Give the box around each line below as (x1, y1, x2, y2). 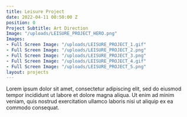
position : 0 (6, 19, 35, 25)
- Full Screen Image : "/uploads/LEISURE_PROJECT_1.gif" (6, 42, 146, 48)
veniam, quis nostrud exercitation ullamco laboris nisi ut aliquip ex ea (6, 98, 173, 105)
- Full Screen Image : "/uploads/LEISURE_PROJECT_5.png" (6, 63, 146, 70)
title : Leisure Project (6, 8, 65, 15)
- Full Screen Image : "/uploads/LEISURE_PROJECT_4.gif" (6, 58, 146, 64)
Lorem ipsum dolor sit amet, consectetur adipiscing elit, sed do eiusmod (6, 85, 182, 92)
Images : (6, 36, 25, 42)
